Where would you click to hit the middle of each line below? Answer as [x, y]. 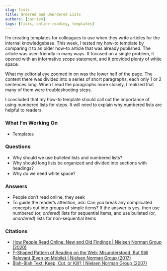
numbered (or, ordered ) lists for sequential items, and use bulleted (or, [84, 213]
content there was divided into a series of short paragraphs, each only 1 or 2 [83, 79]
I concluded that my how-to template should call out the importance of [78, 100]
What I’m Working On [32, 123]
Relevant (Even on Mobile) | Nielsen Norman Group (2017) [72, 258]
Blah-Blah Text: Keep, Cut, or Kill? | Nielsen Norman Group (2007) [80, 263]
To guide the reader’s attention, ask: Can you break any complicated [82, 203]
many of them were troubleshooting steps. [48, 90]
